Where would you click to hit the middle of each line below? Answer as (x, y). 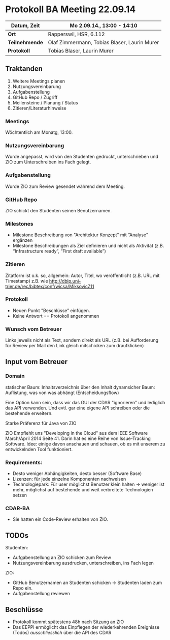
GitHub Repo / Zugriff (35, 97)
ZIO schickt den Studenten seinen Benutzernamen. (59, 210)
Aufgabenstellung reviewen (41, 594)
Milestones (19, 224)
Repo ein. (23, 588)
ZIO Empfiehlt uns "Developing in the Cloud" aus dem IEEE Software (77, 433)
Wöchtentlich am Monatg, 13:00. (39, 132)
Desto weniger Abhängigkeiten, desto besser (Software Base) (77, 474)
